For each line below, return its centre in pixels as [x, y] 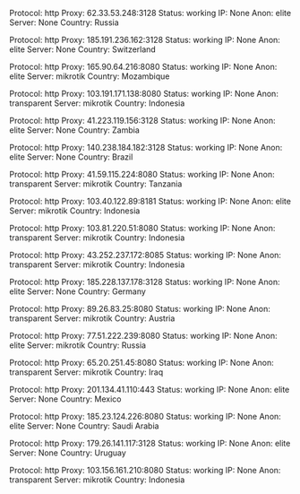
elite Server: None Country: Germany [77, 291]
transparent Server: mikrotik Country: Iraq [86, 372]
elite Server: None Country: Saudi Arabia [84, 426]
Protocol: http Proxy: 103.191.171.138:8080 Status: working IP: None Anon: [144, 94]
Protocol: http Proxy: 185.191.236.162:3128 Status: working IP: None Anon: [145, 40]
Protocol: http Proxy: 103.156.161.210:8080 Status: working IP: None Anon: [145, 470]
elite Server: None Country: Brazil [71, 157]
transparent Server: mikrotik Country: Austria [92, 318]
